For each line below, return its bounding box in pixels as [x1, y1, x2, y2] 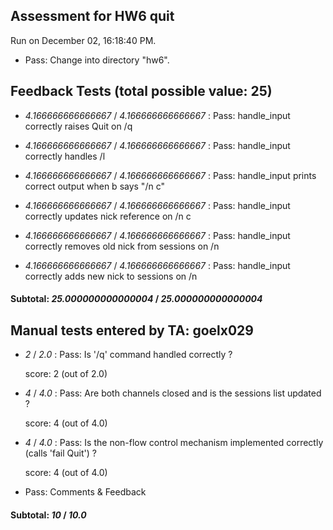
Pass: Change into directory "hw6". [24, 54, 170, 66]
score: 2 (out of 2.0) [24, 368, 108, 380]
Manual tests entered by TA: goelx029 [10, 322, 254, 339]
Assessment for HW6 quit [10, 8, 175, 25]
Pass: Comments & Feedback [24, 486, 147, 498]
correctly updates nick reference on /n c [24, 210, 192, 222]
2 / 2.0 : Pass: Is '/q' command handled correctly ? [24, 349, 233, 361]
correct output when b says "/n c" [24, 180, 165, 192]
